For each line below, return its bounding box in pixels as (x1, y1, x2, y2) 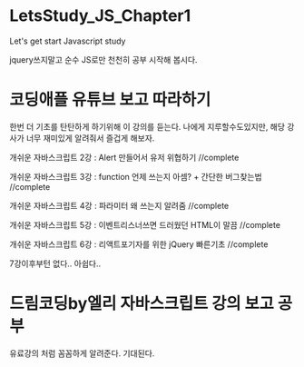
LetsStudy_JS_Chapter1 (9, 5, 191, 26)
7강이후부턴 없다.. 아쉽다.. (9, 258, 102, 269)
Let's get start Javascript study (9, 35, 126, 46)
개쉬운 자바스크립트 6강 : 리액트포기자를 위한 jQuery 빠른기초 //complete (9, 238, 269, 250)
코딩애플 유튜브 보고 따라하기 (9, 90, 211, 110)
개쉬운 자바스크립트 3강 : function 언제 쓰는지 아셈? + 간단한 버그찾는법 (9, 171, 262, 182)
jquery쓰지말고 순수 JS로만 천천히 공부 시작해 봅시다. (9, 54, 198, 64)
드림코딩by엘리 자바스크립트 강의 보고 (9, 293, 275, 314)
